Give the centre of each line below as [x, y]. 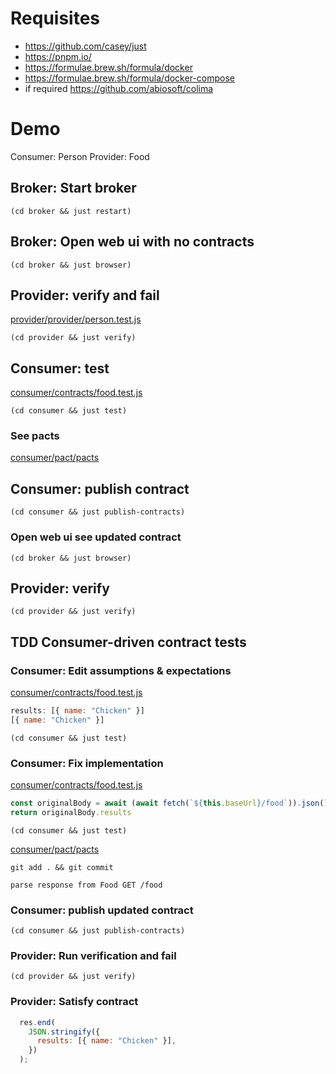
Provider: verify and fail [85, 295]
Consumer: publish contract [100, 488]
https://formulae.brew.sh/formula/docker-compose [129, 78]
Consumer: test [60, 368]
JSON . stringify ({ [64, 1032]
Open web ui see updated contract [96, 537]
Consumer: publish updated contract [102, 910]
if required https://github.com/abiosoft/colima [119, 88]
